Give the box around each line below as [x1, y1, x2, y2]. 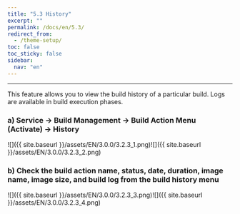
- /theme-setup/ [14, 37, 62, 44]
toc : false [7, 44, 40, 51]
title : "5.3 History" [7, 10, 72, 18]
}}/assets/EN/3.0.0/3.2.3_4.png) [7, 198, 101, 207]
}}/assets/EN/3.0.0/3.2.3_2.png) [7, 148, 101, 156]
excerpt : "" [7, 17, 43, 24]
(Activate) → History [7, 124, 80, 134]
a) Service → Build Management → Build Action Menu [7, 115, 196, 125]
